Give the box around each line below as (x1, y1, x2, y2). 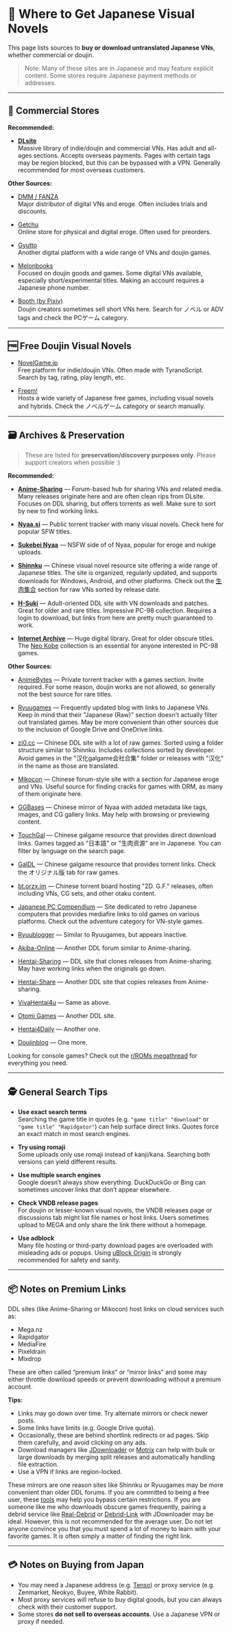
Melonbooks (17, 261, 53, 270)
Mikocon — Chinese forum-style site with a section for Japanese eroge (17, 775, 219, 784)
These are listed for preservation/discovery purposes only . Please (24, 451, 217, 460)
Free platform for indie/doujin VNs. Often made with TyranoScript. (17, 365, 204, 374)
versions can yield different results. (17, 1157, 117, 1166)
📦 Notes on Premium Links (8, 1283, 126, 1295)
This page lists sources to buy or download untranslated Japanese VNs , (8, 43, 215, 52)
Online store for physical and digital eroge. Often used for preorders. (17, 227, 212, 236)
